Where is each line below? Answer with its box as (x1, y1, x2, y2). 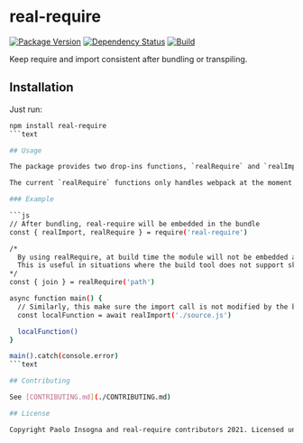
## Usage (9, 146, 42, 155)
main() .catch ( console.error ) (9, 352, 119, 361)
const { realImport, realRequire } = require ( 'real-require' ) (9, 227, 248, 236)
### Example (9, 195, 54, 204)
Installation (9, 79, 74, 96)
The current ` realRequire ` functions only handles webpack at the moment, (9, 179, 297, 188)
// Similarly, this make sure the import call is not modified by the (17, 302, 289, 311)
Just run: (9, 104, 43, 115)
